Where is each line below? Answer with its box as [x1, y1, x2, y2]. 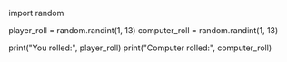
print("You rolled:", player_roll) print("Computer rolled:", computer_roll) [8, 42, 272, 53]
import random [8, 8, 64, 18]
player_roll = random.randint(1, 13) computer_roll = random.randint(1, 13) [8, 25, 279, 35]
